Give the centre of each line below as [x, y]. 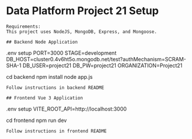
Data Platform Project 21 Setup [82, 11]
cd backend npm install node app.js [49, 77]
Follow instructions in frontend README [57, 131]
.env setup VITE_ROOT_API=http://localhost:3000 [66, 109]
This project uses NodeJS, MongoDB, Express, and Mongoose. [82, 32]
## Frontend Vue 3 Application [45, 98]
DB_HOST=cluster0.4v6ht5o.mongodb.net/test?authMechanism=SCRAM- [96, 59]
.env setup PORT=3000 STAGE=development [61, 53]
